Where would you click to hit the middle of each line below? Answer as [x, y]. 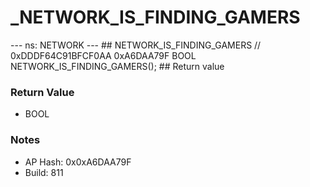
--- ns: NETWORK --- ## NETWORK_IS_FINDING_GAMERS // [136, 45]
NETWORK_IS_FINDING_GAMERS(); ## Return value [117, 66]
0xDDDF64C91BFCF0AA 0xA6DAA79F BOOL [103, 55]
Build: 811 [44, 172]
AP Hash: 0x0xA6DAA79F [78, 162]
